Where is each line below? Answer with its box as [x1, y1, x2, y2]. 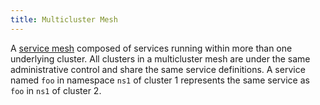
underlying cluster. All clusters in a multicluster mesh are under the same [10, 52, 311, 65]
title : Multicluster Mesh [10, 14, 118, 25]
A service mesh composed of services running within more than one [10, 42, 293, 54]
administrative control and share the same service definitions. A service [10, 63, 306, 75]
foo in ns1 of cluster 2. [10, 84, 102, 96]
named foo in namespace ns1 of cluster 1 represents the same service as [10, 74, 310, 86]
